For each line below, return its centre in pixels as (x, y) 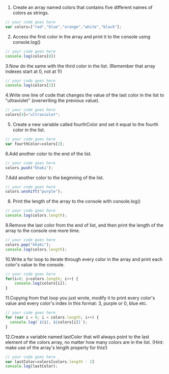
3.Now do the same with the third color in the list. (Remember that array (80, 66)
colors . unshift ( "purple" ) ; (34, 192)
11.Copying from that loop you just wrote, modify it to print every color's (80, 298)
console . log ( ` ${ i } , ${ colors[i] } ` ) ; (49, 322)
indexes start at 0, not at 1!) (34, 71)
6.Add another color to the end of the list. (49, 154)
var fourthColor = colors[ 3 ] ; (35, 144)
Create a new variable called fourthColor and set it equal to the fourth (86, 124)
